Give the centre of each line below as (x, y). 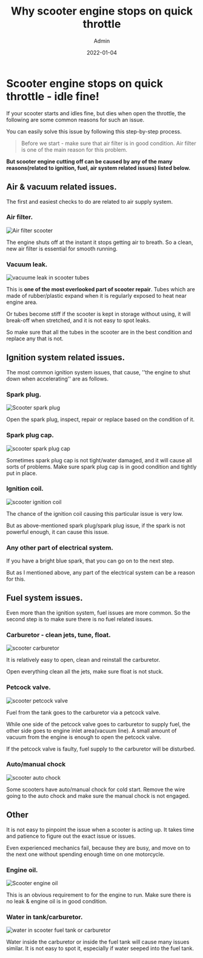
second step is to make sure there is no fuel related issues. (80, 619)
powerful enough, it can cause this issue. (58, 531)
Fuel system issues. (45, 598)
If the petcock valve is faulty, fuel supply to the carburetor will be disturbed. (101, 749)
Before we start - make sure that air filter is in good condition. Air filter (108, 143)
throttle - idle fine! (53, 96)
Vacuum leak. (27, 264)
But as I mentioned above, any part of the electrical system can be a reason (101, 573)
